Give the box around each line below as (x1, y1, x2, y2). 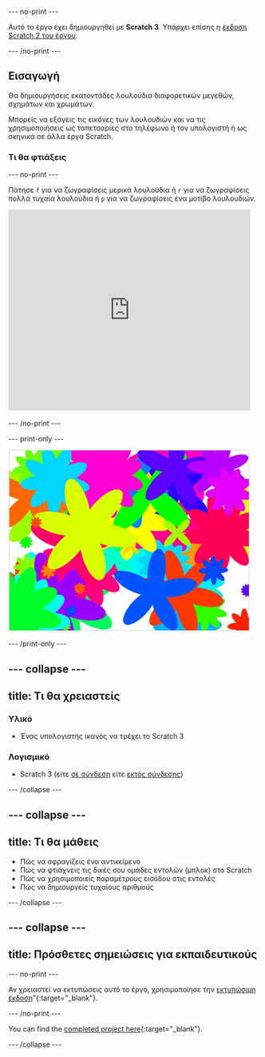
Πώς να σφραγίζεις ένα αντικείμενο (19, 856, 141, 866)
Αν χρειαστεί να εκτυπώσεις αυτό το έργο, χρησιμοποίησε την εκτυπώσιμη (8, 984, 256, 994)
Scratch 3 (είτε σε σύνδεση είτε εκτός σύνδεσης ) (19, 769, 184, 779)
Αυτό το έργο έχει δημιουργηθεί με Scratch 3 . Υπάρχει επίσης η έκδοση (8, 22, 247, 31)
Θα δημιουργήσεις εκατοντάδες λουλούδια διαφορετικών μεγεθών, (8, 90, 235, 100)
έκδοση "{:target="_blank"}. (8, 993, 98, 1003)
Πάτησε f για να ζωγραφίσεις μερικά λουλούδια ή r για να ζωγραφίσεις (8, 185, 250, 195)
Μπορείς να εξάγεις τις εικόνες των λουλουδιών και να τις (8, 114, 206, 124)
